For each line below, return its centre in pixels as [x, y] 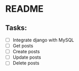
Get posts [23, 46]
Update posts [27, 57]
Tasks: [16, 28]
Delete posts [26, 63]
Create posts [26, 52]
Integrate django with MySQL [43, 40]
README [24, 9]
